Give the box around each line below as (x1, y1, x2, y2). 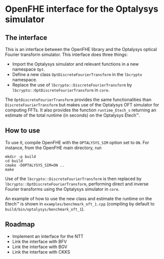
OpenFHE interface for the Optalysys (5, 3, 159, 15)
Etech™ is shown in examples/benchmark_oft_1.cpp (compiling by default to (5, 201, 155, 207)
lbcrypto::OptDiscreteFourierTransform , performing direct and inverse (5, 181, 149, 187)
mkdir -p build (5, 154, 36, 159)
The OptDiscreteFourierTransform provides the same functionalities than (5, 97, 152, 103)
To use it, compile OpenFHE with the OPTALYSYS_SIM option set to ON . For (5, 139, 149, 145)
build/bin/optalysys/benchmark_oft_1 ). (5, 206, 85, 212)
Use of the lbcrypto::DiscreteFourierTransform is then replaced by (5, 176, 142, 181)
